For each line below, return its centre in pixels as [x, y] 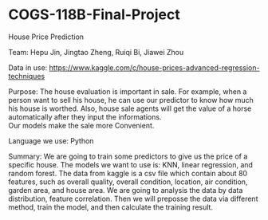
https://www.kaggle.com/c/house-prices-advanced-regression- [154, 67]
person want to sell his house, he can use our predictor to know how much [131, 100]
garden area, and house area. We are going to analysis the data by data [126, 190]
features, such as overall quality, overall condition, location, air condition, [128, 182]
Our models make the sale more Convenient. [81, 125]
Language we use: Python [51, 140]
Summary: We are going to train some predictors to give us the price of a [128, 156]
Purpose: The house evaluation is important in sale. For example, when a [128, 91]
